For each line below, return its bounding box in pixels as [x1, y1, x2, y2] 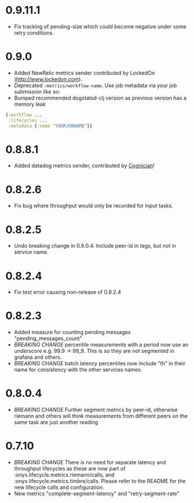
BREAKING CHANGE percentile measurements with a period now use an [13, 341, 189, 348]
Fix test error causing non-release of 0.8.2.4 [13, 289, 121, 296]
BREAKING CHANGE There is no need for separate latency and [13, 459, 166, 466]
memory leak [13, 101, 46, 108]
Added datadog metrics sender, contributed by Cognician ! [13, 162, 155, 169]
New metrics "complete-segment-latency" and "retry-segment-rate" [13, 490, 180, 497]
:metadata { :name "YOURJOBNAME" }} [8, 123, 93, 129]
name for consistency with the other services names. [13, 366, 142, 374]
